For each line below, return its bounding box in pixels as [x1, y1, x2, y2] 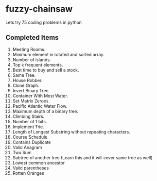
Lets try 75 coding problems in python [5, 19, 82, 25]
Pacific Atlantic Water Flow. [12, 103, 68, 109]
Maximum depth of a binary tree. [12, 108, 78, 114]
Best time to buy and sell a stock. [12, 67, 79, 73]
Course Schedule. [12, 134, 49, 140]
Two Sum [12, 149, 32, 155]
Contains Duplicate [12, 139, 51, 145]
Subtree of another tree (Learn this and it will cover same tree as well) [12, 154, 153, 161]
